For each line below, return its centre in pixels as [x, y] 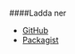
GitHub [35, 30]
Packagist [41, 40]
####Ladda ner [38, 13]
